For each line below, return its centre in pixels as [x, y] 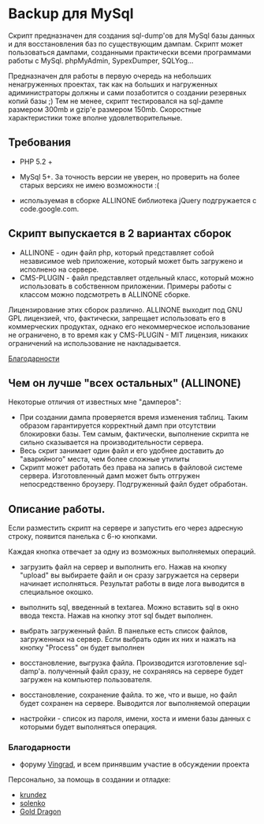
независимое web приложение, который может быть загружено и [131, 261]
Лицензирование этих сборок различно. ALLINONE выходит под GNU [125, 310]
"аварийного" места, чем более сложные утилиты [105, 459]
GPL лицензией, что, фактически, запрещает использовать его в [117, 318]
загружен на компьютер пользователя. [86, 680]
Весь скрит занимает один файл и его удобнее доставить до [122, 451]
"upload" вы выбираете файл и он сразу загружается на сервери [129, 575]
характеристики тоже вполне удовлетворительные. [95, 117]
